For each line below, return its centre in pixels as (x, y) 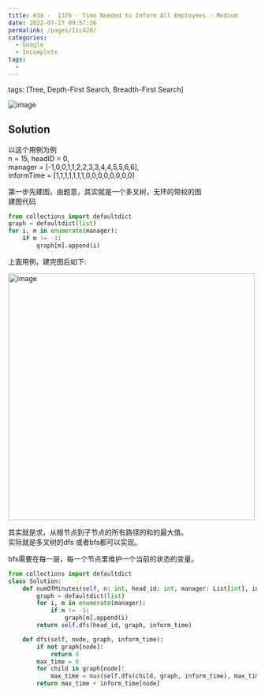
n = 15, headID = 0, (39, 158)
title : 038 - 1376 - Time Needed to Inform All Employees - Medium (123, 15)
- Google (30, 45)
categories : (28, 38)
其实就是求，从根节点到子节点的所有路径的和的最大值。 (98, 532)
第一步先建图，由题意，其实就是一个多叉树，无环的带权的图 (105, 191)
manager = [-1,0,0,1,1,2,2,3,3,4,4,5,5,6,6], (74, 167)
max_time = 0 (58, 661)
